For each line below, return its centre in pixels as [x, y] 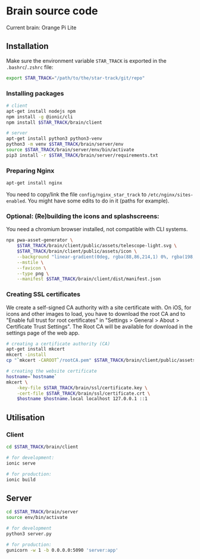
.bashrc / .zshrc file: [30, 67]
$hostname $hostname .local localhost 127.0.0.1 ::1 [82, 399]
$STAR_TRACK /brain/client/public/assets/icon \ [77, 251]
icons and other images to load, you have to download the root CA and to [96, 314]
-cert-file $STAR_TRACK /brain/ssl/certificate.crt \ [84, 393]
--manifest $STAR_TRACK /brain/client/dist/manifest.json [89, 279]
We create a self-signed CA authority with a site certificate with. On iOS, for [99, 307]
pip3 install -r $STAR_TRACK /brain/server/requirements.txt [82, 155]
